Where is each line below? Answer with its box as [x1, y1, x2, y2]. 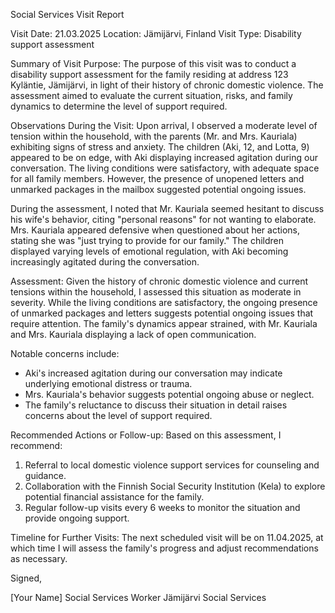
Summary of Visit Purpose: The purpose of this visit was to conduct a [10, 58, 297, 69]
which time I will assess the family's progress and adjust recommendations [10, 542, 319, 554]
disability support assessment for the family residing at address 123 [10, 69, 289, 80]
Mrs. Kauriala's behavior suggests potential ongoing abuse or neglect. [24, 389, 315, 400]
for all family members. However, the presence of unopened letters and [10, 173, 305, 184]
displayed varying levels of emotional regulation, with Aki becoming [10, 245, 289, 257]
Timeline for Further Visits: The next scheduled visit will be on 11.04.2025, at [10, 532, 324, 543]
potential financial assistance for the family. [24, 491, 205, 503]
